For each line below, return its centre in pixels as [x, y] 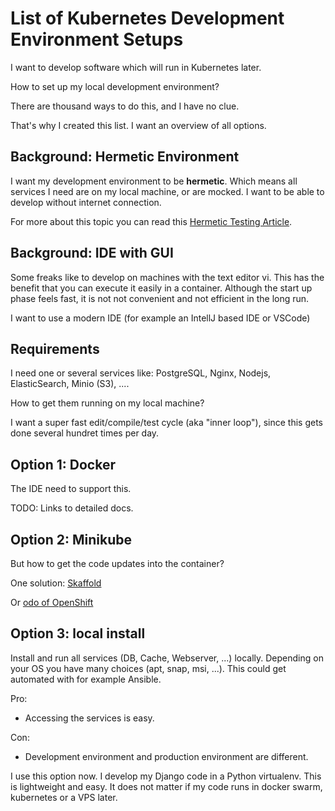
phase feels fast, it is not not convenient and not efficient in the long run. [160, 298]
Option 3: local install [78, 633]
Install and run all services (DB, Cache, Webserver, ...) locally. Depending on [167, 658]
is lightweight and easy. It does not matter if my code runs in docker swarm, [166, 786]
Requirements [55, 348]
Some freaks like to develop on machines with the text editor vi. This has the [167, 277]
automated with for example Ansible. [86, 679]
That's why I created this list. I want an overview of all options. [138, 125]
